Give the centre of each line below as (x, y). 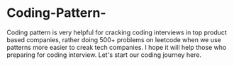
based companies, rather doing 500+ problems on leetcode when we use (114, 39)
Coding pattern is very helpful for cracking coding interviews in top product (117, 32)
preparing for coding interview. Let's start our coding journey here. (104, 55)
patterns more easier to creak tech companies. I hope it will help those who (117, 47)
